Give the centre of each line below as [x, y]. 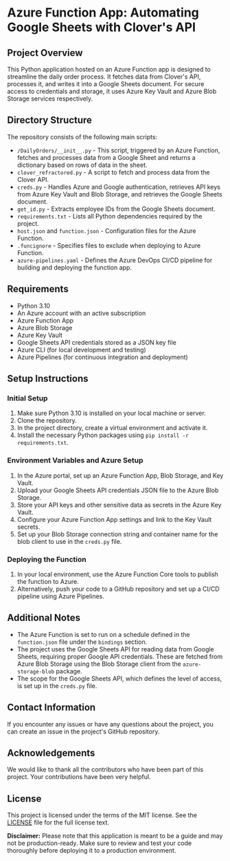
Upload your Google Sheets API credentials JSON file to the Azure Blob [118, 490]
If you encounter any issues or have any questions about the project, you [111, 724]
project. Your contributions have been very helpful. [79, 777]
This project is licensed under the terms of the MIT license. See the [102, 816]
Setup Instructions [48, 379]
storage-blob [36, 671]
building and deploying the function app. [74, 267]
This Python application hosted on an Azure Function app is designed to [109, 69]
